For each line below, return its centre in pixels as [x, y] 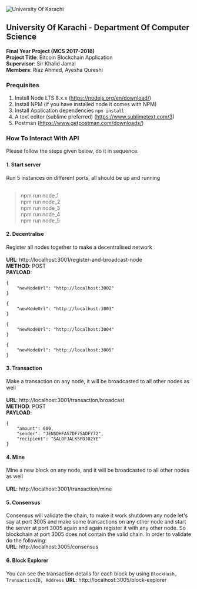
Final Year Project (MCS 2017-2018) [51, 51]
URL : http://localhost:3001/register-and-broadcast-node [74, 259]
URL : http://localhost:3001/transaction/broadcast [65, 400]
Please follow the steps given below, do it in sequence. [73, 151]
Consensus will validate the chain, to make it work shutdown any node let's [97, 515]
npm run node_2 [40, 202]
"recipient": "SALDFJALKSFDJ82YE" [59, 439]
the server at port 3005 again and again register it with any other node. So [96, 528]
